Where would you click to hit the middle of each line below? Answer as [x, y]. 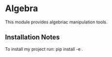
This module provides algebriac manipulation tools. [56, 22]
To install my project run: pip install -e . [44, 49]
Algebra [21, 9]
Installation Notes [32, 37]
